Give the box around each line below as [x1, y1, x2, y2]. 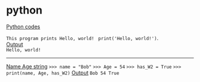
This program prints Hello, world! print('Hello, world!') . [6, 34, 159, 41]
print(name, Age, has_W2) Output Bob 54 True [6, 69, 120, 76]
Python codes [6, 23, 40, 30]
